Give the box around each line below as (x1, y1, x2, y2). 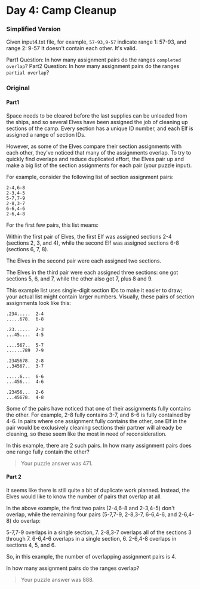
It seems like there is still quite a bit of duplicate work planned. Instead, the (6, 486, 190, 494)
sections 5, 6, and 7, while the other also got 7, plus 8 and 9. (6, 275, 153, 282)
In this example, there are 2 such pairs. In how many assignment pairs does (6, 442, 192, 449)
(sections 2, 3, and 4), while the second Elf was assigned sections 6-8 (6, 239, 179, 246)
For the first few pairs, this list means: (6, 221, 99, 229)
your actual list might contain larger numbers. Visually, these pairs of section (6, 293, 195, 300)
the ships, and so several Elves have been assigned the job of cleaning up (6, 118, 188, 125)
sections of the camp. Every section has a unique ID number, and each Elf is (6, 125, 193, 132)
